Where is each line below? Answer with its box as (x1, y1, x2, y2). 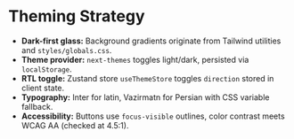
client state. (20, 82, 65, 93)
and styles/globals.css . (20, 44, 112, 55)
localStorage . (20, 64, 72, 74)
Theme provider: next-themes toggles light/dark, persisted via (20, 54, 249, 65)
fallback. (20, 101, 53, 112)
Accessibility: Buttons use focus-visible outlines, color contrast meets (20, 111, 286, 121)
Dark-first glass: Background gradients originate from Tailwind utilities (20, 35, 282, 46)
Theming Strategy (8, 6, 145, 27)
